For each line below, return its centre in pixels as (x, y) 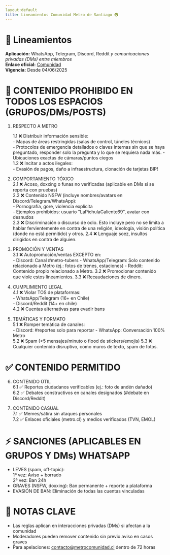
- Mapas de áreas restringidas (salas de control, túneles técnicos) (81, 142)
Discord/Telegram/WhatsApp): (44, 201)
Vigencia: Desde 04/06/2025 (36, 70)
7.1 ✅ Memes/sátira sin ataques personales (57, 414)
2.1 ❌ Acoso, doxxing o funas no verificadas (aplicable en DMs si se (83, 184)
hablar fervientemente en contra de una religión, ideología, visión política (89, 228)
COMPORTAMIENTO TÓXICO (43, 179)
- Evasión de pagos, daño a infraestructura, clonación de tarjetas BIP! (85, 169)
